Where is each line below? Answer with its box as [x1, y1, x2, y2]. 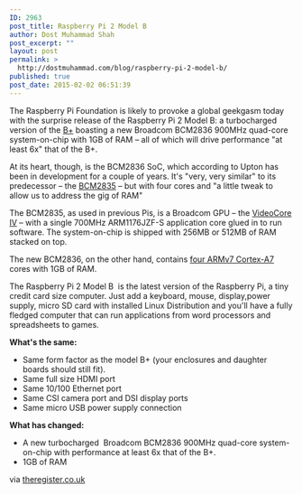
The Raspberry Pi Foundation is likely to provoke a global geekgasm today [9, 105, 285, 116]
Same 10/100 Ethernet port [22, 383, 122, 394]
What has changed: [9, 419, 85, 430]
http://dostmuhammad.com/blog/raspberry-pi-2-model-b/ [17, 64, 228, 73]
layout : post [9, 47, 59, 56]
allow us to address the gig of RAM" [9, 190, 143, 200]
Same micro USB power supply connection [22, 402, 182, 413]
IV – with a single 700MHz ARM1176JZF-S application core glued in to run [9, 217, 282, 228]
